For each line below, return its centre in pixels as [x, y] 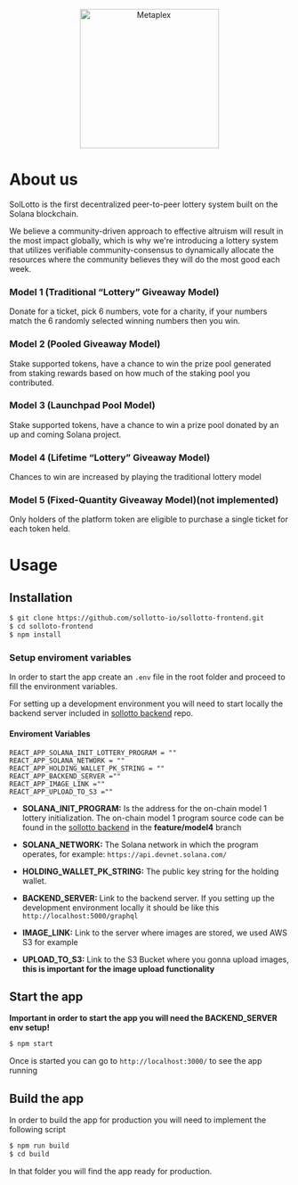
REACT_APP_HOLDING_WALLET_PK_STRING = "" [87, 768]
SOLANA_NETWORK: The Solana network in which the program [140, 844]
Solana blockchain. [44, 213]
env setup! [30, 1028]
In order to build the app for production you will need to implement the [138, 1120]
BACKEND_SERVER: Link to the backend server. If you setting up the [148, 898]
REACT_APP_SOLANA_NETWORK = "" [67, 761]
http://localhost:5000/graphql [80, 916]
